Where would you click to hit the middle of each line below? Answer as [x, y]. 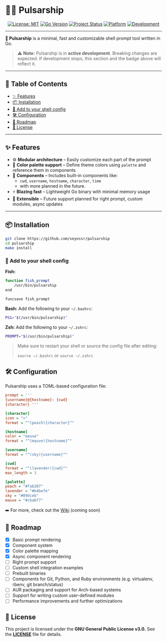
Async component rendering [42, 556]
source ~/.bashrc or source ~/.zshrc [55, 355]
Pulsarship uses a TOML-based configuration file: [56, 386]
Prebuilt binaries [29, 573]
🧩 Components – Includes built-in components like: [65, 175]
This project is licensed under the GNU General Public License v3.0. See [80, 629]
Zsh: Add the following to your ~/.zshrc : [46, 327]
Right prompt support [34, 562]
